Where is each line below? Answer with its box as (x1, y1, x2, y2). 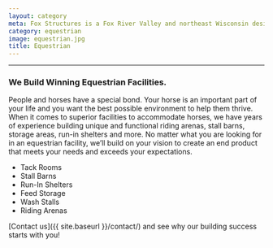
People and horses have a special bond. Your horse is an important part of (8, 95, 258, 105)
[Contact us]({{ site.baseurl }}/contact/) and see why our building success (8, 221, 258, 232)
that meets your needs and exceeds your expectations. (8, 147, 193, 157)
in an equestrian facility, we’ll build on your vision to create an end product (8, 138, 258, 148)
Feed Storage (19, 189, 67, 198)
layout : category (8, 11, 67, 20)
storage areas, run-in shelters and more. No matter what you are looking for (8, 129, 262, 139)
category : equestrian (8, 27, 82, 35)
